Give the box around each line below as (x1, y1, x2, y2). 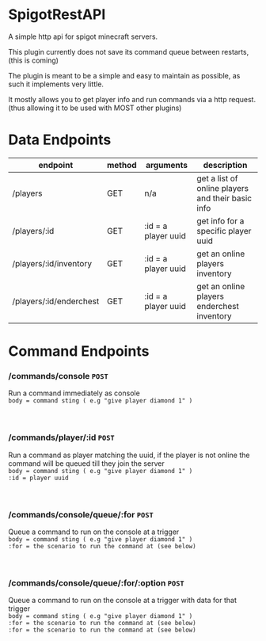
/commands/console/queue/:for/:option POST (8, 577, 184, 588)
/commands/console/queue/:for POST (8, 509, 154, 520)
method (106, 159, 137, 170)
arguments (145, 159, 188, 170)
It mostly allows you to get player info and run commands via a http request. (8, 94, 256, 104)
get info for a (196, 216, 245, 227)
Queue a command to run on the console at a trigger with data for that (8, 596, 237, 605)
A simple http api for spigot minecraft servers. (8, 32, 158, 41)
